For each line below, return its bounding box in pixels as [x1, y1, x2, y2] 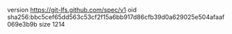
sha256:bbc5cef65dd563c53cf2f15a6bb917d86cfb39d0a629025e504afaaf [7, 13, 225, 21]
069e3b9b [7, 20, 38, 28]
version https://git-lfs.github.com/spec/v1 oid [7, 6, 137, 14]
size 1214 [38, 20, 65, 28]
